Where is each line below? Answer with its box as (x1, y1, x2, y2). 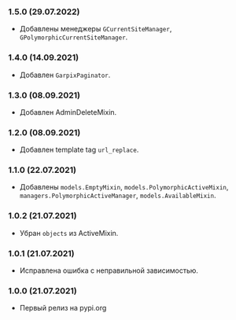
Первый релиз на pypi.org (19, 303, 107, 313)
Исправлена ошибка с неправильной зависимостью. (19, 266, 199, 275)
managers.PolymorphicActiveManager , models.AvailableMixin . (19, 191, 216, 200)
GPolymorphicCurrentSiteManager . (19, 32, 128, 42)
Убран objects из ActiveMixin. (19, 228, 119, 237)
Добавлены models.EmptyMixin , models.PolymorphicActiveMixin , (19, 182, 229, 192)
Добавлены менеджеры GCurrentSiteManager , (19, 24, 172, 34)
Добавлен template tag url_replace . (19, 145, 139, 155)
